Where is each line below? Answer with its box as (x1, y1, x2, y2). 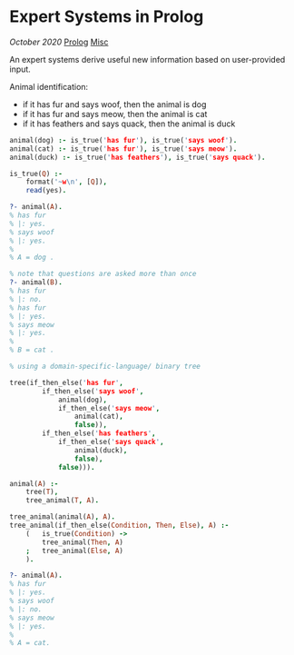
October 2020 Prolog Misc (9, 36, 109, 47)
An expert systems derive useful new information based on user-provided (9, 54, 286, 65)
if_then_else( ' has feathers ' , (42, 429, 156, 438)
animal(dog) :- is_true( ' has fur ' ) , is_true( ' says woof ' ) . (9, 135, 238, 144)
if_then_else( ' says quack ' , (57, 438, 165, 447)
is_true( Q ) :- (9, 169, 64, 178)
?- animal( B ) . (9, 278, 64, 287)
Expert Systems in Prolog (9, 6, 204, 27)
